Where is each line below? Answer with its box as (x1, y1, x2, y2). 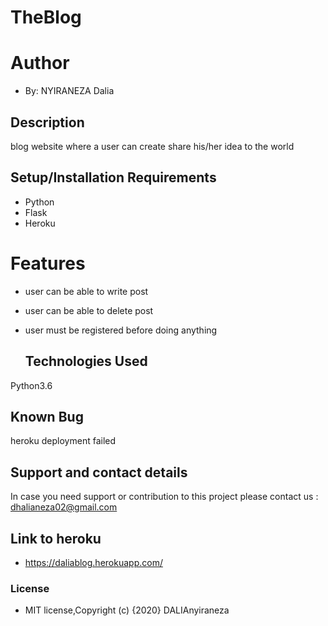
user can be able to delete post (24, 304, 154, 316)
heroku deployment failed (10, 435, 117, 447)
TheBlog (10, 6, 82, 29)
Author (10, 52, 70, 75)
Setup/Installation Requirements (10, 169, 217, 186)
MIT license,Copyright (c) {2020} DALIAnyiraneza (24, 604, 230, 616)
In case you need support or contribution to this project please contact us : (10, 491, 319, 503)
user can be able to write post (24, 285, 149, 297)
